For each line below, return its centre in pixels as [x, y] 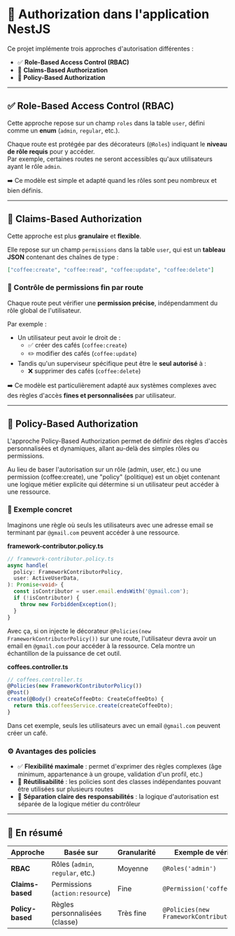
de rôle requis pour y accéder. [51, 151]
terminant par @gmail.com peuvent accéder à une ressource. [93, 532]
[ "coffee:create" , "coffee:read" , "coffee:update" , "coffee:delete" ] [111, 270]
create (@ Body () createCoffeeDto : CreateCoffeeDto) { [86, 699]
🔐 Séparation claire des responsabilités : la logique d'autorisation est [118, 797]
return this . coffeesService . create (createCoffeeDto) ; [93, 706]
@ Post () [19, 693]
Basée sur [81, 852]
